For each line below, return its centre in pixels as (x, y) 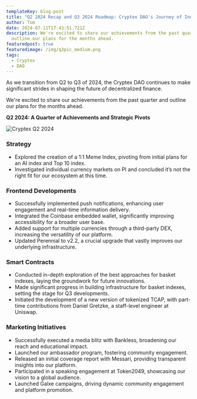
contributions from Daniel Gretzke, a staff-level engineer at (98, 306)
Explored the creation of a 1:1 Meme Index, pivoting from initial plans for (101, 157)
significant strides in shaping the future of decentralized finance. (84, 89)
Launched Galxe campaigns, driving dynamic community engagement (99, 383)
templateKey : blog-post (35, 11)
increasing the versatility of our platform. (64, 234)
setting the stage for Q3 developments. (62, 294)
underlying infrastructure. (45, 247)
